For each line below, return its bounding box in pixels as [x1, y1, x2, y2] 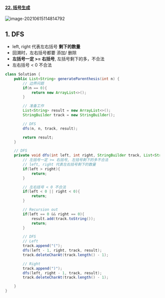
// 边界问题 [23, 81, 44, 86]
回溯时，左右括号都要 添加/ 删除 [12, 50, 77, 56]
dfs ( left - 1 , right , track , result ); [23, 248, 102, 253]
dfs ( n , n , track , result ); [23, 126, 78, 131]
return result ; [23, 135, 54, 140]
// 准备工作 [23, 104, 44, 108]
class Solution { [5, 72, 41, 77]
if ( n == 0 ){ [23, 85, 48, 90]
